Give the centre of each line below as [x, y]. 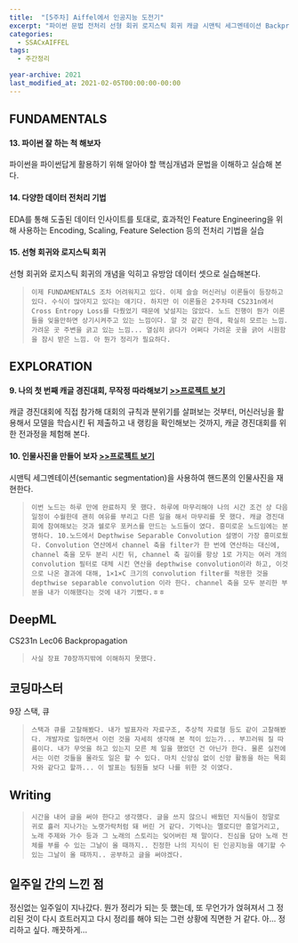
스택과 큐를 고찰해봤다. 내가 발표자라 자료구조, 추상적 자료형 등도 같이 [144, 730]
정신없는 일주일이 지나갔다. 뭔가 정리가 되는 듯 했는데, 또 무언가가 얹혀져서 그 [142, 907]
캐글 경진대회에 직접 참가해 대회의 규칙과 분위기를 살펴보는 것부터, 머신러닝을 [142, 412]
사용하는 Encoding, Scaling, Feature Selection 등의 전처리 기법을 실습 [141, 230]
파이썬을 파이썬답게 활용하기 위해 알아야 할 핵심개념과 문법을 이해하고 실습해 [141, 165]
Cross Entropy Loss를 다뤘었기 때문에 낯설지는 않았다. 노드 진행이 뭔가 [150, 311]
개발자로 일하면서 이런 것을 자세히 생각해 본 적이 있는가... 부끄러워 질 [160, 739]
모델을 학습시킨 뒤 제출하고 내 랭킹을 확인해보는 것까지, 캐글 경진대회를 [155, 423]
